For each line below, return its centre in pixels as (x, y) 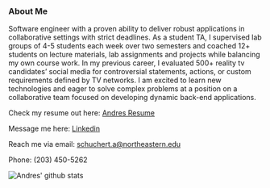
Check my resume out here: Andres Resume (82, 113)
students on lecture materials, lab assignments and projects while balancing (134, 55)
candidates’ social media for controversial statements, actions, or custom (130, 72)
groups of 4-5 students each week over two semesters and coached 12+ (129, 46)
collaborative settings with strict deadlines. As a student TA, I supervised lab (135, 37)
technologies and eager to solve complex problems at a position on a (123, 89)
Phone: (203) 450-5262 (48, 160)
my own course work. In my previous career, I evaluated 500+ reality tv (127, 63)
